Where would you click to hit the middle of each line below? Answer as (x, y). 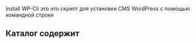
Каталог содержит (42, 34)
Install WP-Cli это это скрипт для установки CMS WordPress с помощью (98, 9)
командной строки (30, 15)
